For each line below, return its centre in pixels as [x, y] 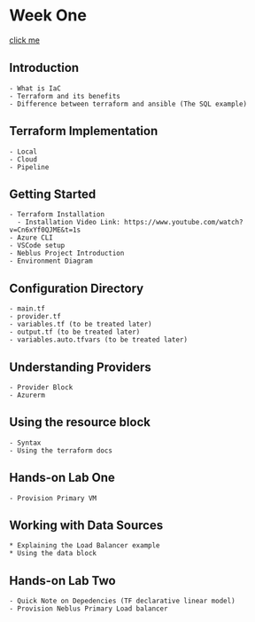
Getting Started [53, 194]
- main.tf [27, 309]
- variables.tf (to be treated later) [81, 325]
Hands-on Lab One [62, 478]
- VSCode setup [37, 246]
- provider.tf [35, 317]
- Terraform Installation [57, 215]
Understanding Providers [81, 367]
